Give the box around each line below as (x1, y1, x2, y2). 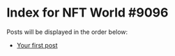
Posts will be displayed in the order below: (6, 28, 128, 36)
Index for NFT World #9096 (6, 5, 169, 21)
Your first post (16, 41, 58, 49)
